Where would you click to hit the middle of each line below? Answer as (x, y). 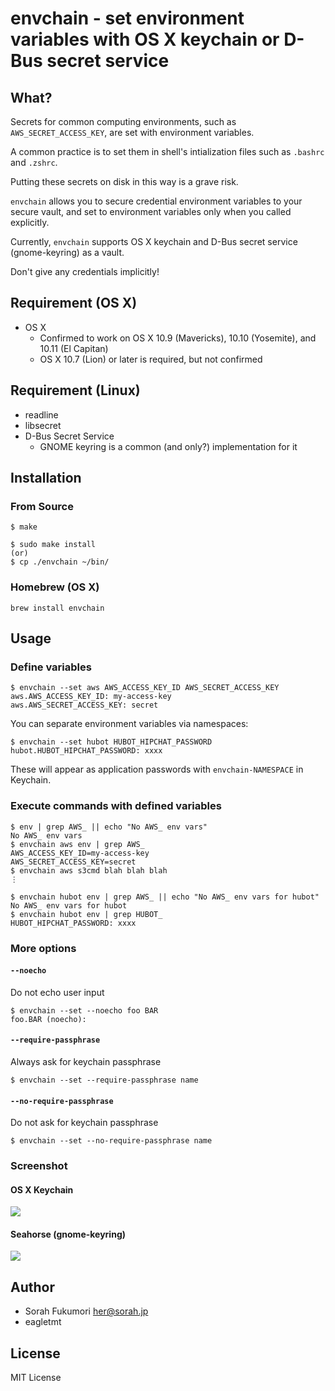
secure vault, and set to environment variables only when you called (151, 211)
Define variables (51, 667)
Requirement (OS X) (74, 303)
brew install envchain (57, 608)
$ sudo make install (53, 545)
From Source (42, 506)
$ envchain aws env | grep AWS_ (77, 844)
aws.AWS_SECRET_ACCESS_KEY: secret (84, 705)
